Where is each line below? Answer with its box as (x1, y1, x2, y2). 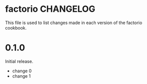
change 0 (12, 68, 32, 74)
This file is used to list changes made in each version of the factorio (5, 20, 143, 26)
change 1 (12, 73, 31, 79)
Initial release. (5, 58, 33, 64)
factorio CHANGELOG (5, 3, 95, 15)
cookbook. (5, 25, 27, 30)
